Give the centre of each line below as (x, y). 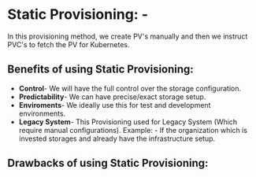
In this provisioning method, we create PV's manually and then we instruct (128, 36)
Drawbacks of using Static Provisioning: (108, 163)
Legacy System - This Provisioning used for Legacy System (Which (128, 122)
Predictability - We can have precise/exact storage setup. (112, 97)
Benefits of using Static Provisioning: (100, 70)
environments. (42, 113)
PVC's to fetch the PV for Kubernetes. (69, 44)
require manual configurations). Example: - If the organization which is (133, 130)
